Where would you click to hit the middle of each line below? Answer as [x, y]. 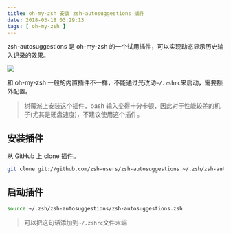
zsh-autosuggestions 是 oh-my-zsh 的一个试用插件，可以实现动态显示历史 [112, 47]
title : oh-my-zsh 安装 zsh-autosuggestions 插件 [76, 13]
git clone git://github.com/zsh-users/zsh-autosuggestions [93, 169]
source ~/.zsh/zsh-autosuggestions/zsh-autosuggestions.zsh [95, 208]
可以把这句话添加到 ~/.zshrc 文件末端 [76, 222]
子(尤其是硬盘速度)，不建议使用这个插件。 [84, 115]
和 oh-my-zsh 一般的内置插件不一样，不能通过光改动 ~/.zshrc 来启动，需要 [112, 82]
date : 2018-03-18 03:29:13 [46, 20]
